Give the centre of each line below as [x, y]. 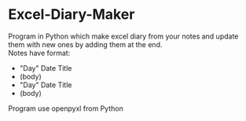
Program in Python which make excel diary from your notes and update [123, 36]
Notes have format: [39, 53]
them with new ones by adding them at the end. [85, 44]
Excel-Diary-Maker [72, 15]
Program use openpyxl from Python [66, 108]
